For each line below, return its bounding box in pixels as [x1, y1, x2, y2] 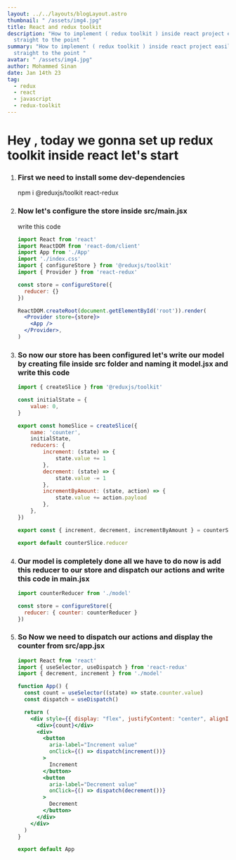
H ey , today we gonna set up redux [7, 133, 214, 149]
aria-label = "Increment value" [48, 742, 138, 749]
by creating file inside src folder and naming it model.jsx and [17, 359, 228, 369]
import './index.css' [17, 255, 81, 263]
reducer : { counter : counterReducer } [24, 609, 138, 616]
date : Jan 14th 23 [7, 69, 61, 76]
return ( [24, 708, 50, 715]
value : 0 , [30, 403, 59, 410]
